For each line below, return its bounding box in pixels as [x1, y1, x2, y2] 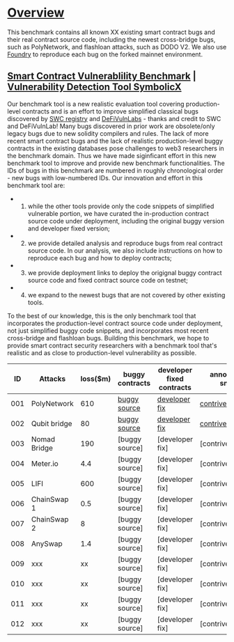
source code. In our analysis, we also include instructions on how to [27, 246, 223, 255]
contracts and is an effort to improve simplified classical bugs [22, 107, 198, 116]
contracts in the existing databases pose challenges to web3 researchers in [7, 144, 224, 152]
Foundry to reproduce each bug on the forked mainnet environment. [7, 50, 203, 58]
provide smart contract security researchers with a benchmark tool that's [7, 341, 217, 350]
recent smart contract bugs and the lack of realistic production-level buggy [7, 136, 223, 145]
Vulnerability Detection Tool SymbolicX [7, 81, 182, 93]
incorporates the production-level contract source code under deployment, [7, 319, 223, 327]
